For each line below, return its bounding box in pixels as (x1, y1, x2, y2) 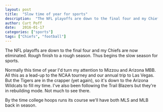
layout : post (5, 7, 32, 12)
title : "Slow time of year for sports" (5, 12, 88, 16)
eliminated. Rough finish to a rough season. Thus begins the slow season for (5, 52, 158, 58)
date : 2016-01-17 (5, 25, 45, 30)
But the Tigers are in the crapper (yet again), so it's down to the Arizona (5, 77, 149, 83)
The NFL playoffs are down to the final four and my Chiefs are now (5, 47, 138, 53)
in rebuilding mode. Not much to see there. (5, 88, 91, 94)
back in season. (5, 102, 37, 108)
